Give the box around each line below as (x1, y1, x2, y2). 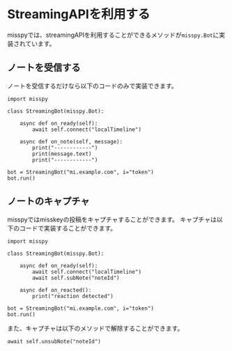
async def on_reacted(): (20, 286, 92, 293)
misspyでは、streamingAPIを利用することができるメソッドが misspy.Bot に (7, 31, 219, 39)
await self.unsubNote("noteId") (7, 338, 101, 345)
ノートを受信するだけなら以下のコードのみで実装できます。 (7, 81, 178, 90)
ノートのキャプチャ (7, 196, 90, 208)
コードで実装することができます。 (19, 224, 117, 232)
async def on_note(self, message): (20, 138, 123, 145)
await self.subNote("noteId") (32, 274, 120, 281)
